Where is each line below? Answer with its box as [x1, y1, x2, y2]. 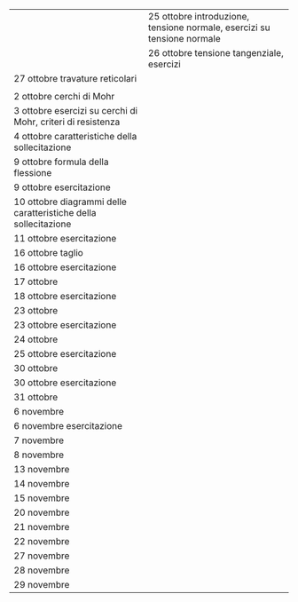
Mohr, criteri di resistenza [13, 115, 121, 128]
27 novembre [13, 550, 70, 562]
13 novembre [13, 463, 70, 475]
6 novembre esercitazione [13, 420, 122, 432]
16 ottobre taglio [13, 247, 84, 258]
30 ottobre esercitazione [13, 376, 117, 389]
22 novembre [13, 535, 70, 547]
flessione [13, 167, 52, 178]
